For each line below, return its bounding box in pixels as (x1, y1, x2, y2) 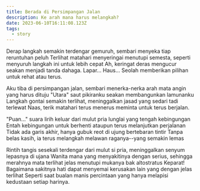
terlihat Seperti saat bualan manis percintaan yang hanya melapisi (6, 172, 169, 179)
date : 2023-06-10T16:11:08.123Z (6, 20, 87, 26)
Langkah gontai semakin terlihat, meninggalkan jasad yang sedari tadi (6, 97, 178, 105)
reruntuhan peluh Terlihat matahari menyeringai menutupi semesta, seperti (6, 54, 190, 61)
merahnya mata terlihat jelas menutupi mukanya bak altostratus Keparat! (6, 159, 185, 166)
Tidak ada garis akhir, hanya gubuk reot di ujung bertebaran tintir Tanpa (6, 129, 183, 136)
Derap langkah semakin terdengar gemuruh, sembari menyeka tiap (6, 47, 171, 55)
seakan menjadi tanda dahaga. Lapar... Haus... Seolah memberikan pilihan (6, 67, 189, 74)
